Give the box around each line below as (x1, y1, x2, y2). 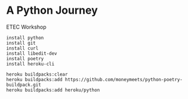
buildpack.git (6, 82, 42, 88)
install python (6, 35, 44, 41)
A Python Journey (6, 4, 98, 17)
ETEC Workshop (6, 23, 47, 30)
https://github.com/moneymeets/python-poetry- (64, 76, 183, 82)
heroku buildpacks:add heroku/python (6, 87, 100, 93)
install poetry (6, 55, 44, 61)
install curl (6, 45, 39, 51)
